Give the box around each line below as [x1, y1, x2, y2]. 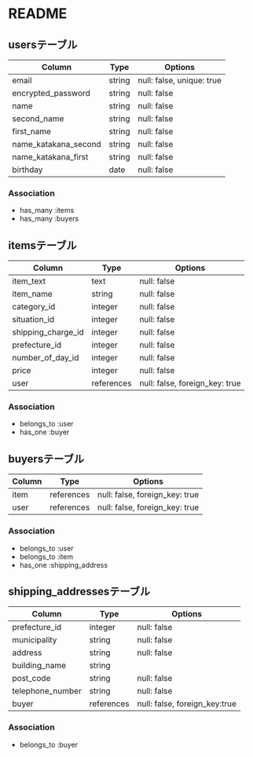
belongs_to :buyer [19, 740, 79, 749]
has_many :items [19, 206, 75, 215]
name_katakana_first [12, 152, 89, 162]
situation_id [12, 314, 55, 325]
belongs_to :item [19, 551, 74, 561]
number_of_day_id [12, 353, 79, 364]
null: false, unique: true [137, 75, 222, 86]
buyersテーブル [8, 452, 85, 466]
